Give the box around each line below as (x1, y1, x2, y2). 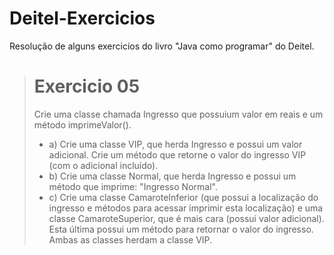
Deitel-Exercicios (9, 7, 156, 30)
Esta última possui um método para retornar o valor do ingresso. (48, 223, 314, 235)
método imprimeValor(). (33, 118, 132, 131)
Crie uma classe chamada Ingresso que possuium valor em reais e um (33, 108, 324, 120)
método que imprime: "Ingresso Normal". (48, 180, 218, 192)
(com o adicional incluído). (48, 159, 159, 171)
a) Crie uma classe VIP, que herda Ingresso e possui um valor (48, 138, 303, 150)
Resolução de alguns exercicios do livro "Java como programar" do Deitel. (9, 40, 315, 52)
